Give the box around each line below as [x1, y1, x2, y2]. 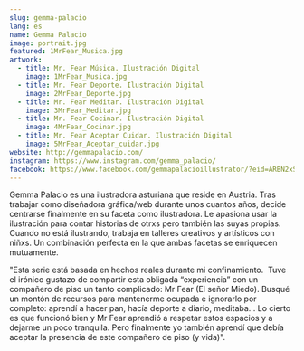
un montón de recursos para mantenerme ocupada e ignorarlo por [9, 293, 257, 304]
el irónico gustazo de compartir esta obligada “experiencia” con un [9, 274, 259, 285]
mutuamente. [9, 247, 59, 258]
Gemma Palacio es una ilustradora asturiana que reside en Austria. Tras [9, 189, 276, 200]
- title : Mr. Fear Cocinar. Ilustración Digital [17, 114, 204, 123]
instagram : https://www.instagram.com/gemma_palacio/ [9, 156, 217, 166]
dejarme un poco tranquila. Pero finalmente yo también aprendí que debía [9, 322, 285, 333]
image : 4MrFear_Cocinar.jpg [25, 123, 131, 132]
